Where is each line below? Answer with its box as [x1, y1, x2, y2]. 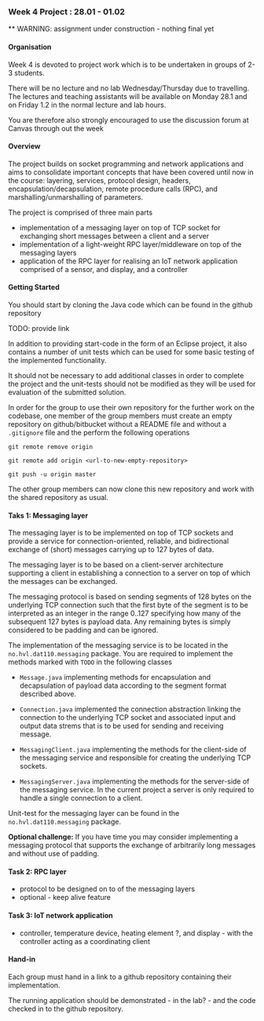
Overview [8, 141, 41, 151]
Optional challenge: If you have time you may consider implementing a [8, 832, 239, 842]
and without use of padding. [8, 849, 100, 858]
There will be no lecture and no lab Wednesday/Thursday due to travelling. [8, 83, 250, 93]
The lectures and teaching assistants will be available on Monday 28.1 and [8, 91, 247, 101]
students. [14, 68, 45, 77]
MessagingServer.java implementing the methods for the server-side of [19, 777, 250, 786]
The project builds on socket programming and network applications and [8, 159, 244, 168]
